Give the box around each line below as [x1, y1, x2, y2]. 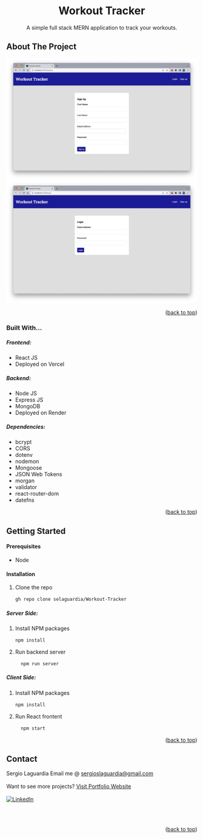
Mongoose [15, 464, 42, 471]
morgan [15, 477, 35, 484]
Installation [6, 570, 35, 578]
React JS [15, 354, 38, 361]
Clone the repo [15, 584, 53, 591]
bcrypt [15, 439, 32, 446]
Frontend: [6, 339, 32, 346]
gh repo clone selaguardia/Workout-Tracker [15, 597, 127, 603]
